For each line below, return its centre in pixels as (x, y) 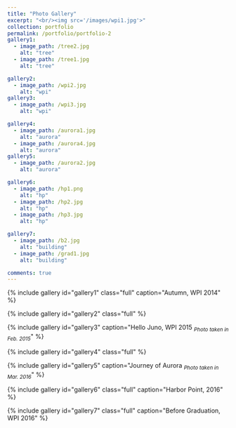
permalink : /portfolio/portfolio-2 (59, 33)
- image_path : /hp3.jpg (48, 215)
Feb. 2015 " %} (26, 337)
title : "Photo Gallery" (42, 14)
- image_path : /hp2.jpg (48, 202)
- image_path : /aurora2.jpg (55, 163)
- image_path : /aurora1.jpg (55, 131)
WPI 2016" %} (28, 418)
